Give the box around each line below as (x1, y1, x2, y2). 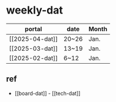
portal (24, 25, 42, 33)
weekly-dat (6, 4, 63, 17)
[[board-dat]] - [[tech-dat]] (14, 90, 81, 97)
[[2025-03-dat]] (9, 44, 58, 52)
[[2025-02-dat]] (9, 54, 58, 62)
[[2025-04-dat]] (9, 35, 58, 43)
